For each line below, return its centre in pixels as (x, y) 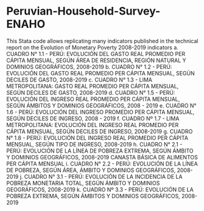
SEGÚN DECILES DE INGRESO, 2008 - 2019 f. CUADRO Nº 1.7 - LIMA (93, 118)
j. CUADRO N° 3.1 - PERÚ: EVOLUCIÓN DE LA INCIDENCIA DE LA (101, 176)
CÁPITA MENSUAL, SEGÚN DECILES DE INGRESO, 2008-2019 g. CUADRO (100, 131)
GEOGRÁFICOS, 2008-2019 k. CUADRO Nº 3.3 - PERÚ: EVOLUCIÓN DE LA (100, 189)
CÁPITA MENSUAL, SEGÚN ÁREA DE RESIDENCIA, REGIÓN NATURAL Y (97, 60)
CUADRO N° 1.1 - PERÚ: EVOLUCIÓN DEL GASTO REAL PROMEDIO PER (96, 54)
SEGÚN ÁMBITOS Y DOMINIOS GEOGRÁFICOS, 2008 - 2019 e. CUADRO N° (101, 105)
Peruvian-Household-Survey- (83, 11)
